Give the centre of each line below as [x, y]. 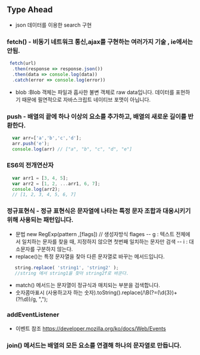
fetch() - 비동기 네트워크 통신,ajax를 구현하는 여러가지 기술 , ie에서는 [100, 42]
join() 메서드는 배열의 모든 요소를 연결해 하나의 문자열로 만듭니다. [94, 345]
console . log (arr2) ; [36, 189]
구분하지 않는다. [54, 249]
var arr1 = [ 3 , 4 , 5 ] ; [40, 178]
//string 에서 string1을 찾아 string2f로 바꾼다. [72, 273]
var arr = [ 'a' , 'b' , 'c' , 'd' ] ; [47, 138]
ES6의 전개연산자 [30, 165]
